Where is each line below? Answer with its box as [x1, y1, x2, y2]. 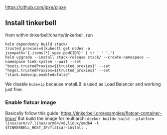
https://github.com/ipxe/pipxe [5, 4, 66, 10]
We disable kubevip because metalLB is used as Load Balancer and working [5, 81, 161, 87]
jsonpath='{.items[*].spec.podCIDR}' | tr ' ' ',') [5, 50, 115, 55]
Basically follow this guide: [5, 110, 60, 116]
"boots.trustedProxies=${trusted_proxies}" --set [5, 63, 111, 68]
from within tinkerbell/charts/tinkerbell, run [5, 32, 93, 38]
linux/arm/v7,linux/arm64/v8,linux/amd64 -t [5, 121, 99, 126]
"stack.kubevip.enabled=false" [5, 72, 70, 77]
